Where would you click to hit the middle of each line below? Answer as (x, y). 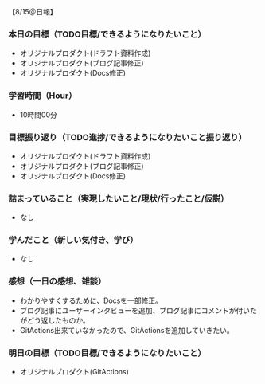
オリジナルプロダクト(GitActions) (74, 372)
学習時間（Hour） (43, 96)
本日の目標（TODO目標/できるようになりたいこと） (107, 34)
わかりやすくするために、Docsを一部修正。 (91, 300)
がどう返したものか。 (55, 320)
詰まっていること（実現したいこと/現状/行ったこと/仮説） (119, 198)
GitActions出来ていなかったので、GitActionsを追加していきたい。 (127, 330)
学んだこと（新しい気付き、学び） (73, 240)
